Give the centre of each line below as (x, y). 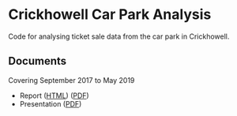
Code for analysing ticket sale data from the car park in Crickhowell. (119, 36)
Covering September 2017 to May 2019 (71, 80)
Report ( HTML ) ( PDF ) (54, 95)
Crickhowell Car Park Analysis (110, 15)
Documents (38, 61)
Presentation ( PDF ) (51, 103)
